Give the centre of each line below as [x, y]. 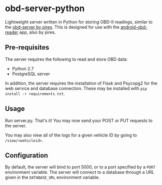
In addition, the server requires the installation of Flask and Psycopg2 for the [81, 83]
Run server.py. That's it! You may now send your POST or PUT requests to [79, 120]
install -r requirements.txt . [35, 93]
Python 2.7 [23, 68]
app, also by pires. [37, 32]
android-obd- [134, 27]
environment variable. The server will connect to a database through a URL [80, 172]
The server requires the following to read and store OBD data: [66, 59]
